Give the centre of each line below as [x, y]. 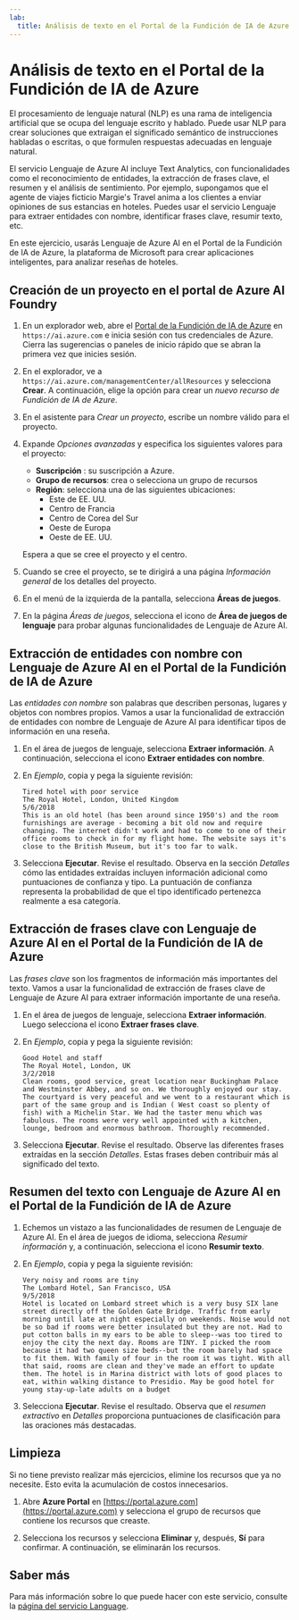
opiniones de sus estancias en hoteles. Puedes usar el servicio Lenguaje [143, 207]
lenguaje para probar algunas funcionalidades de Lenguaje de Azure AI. [155, 625]
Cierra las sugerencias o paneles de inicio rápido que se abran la [141, 345]
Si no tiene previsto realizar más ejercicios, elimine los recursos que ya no [145, 1474]
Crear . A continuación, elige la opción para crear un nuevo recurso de [151, 390]
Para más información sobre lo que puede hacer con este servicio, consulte [149, 1597]
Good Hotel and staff [62, 1058]
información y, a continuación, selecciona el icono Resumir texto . [143, 1246]
